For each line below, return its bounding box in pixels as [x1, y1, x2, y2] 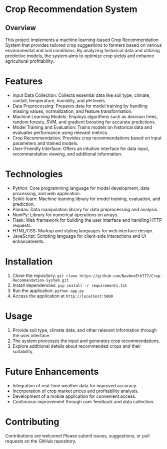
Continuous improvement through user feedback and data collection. [12, 398, 155, 404]
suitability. [12, 348, 34, 354]
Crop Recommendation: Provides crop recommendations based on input [12, 134, 161, 141]
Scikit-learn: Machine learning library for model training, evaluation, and [12, 196, 161, 202]
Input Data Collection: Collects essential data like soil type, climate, [12, 92, 151, 98]
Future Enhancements [5, 366, 99, 377]
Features [5, 76, 43, 87]
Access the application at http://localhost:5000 [12, 292, 113, 299]
